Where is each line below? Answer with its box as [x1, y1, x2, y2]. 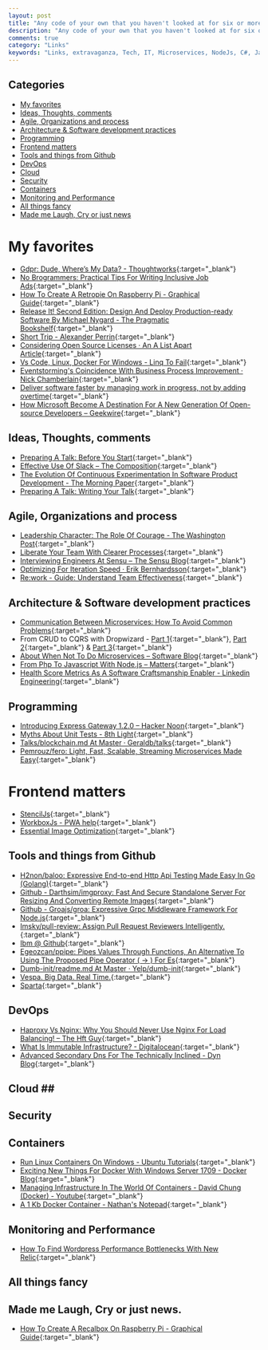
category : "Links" [8, 41, 69, 49]
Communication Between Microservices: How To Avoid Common [19, 618, 233, 627]
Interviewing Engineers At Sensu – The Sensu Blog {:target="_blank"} [19, 556, 246, 566]
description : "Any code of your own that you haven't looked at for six [8, 26, 255, 34]
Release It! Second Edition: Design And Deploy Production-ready [19, 306, 234, 316]
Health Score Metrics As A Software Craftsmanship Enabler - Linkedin [19, 668, 250, 678]
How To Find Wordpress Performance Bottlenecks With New [19, 1244, 219, 1253]
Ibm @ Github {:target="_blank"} [19, 938, 125, 948]
